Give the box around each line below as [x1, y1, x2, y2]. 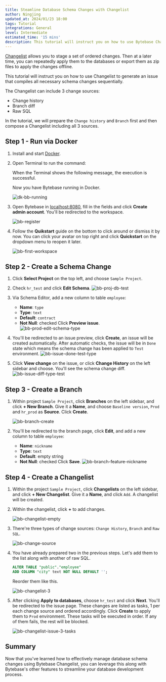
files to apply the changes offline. [5, 63, 73, 69]
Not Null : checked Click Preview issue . [19, 320, 100, 326]
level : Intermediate [5, 30, 48, 35]
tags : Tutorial [5, 21, 37, 26]
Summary [5, 642, 36, 651]
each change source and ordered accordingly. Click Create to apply [12, 608, 151, 614]
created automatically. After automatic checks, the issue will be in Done [12, 340, 156, 346]
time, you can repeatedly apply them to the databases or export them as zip [5, 58, 160, 64]
